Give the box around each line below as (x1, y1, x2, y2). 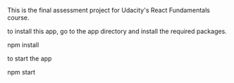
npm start (7, 68, 36, 76)
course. (7, 13, 30, 22)
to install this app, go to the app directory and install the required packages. (7, 27, 227, 35)
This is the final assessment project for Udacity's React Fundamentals (7, 6, 210, 14)
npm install (7, 41, 39, 49)
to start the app (7, 54, 52, 63)
